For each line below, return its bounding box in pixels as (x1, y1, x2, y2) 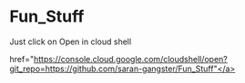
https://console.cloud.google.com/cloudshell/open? (33, 53, 228, 64)
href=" (9, 53, 35, 64)
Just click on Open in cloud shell (9, 36, 132, 47)
